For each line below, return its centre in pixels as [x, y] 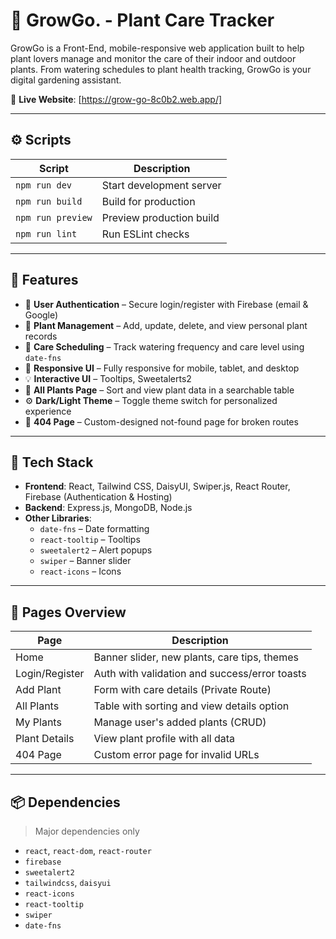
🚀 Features [44, 280]
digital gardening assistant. [66, 80]
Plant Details [45, 739]
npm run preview [54, 217]
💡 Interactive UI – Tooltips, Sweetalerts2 [108, 378]
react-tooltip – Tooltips [90, 540]
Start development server [161, 185]
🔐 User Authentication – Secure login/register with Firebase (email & [166, 304]
